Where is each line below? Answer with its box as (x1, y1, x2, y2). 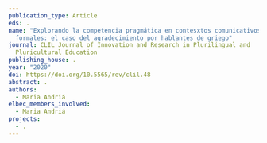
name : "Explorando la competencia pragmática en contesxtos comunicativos (8, 26, 261, 34)
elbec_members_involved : (8, 100, 91, 108)
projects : (8, 115, 41, 123)
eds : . (8, 19, 30, 27)
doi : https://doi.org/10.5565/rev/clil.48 (8, 71, 151, 79)
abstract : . (8, 78, 48, 86)
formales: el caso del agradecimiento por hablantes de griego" (15, 33, 233, 42)
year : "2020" (8, 64, 52, 71)
